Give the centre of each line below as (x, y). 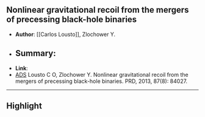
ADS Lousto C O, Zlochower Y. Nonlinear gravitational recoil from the (102, 74)
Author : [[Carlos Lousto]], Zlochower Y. (65, 34)
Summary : (35, 53)
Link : (22, 68)
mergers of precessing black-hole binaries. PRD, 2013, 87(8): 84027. (101, 81)
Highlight (24, 106)
